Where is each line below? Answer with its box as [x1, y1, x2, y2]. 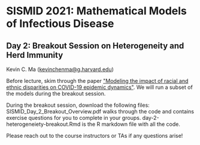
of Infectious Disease [6, 17, 114, 30]
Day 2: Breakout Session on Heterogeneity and [6, 41, 184, 51]
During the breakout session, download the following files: [6, 101, 150, 109]
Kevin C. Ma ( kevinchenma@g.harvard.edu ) [6, 66, 114, 73]
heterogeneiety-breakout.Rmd [6, 121, 81, 128]
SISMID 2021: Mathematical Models [6, 4, 187, 18]
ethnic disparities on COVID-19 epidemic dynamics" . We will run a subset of [6, 84, 193, 91]
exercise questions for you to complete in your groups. [6, 115, 141, 121]
